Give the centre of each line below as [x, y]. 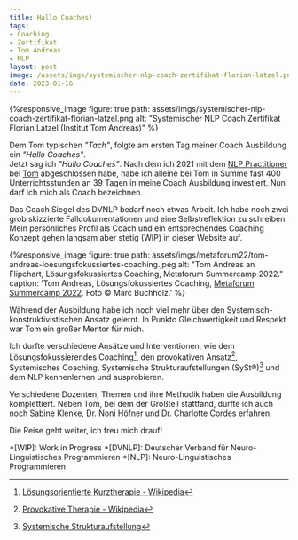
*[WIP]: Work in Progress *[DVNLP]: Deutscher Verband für [119, 447]
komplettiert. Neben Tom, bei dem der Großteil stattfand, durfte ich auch [141, 403]
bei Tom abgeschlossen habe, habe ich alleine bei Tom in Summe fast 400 [145, 173]
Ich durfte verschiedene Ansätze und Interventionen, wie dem [122, 345]
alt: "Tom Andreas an [216, 264]
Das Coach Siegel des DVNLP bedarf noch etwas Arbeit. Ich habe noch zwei [149, 209]
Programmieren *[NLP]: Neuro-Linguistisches [147, 457]
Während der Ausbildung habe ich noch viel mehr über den [117, 310]
